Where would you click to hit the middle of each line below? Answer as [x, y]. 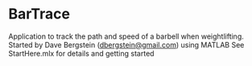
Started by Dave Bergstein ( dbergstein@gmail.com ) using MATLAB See [126, 44]
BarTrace [39, 14]
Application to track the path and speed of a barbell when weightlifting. [126, 36]
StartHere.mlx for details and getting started [81, 53]
